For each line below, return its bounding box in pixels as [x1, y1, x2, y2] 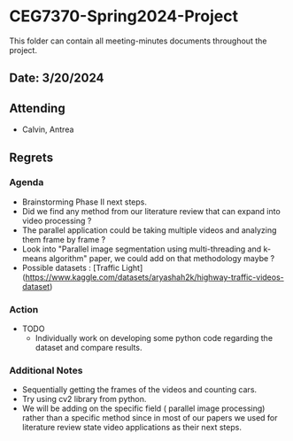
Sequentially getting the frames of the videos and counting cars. [21, 384, 258, 395]
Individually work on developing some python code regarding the [35, 333, 273, 344]
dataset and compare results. [35, 343, 143, 353]
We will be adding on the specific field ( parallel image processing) [21, 403, 266, 414]
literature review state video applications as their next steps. [21, 422, 242, 433]
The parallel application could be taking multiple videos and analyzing [21, 224, 277, 236]
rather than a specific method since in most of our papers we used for [21, 413, 278, 423]
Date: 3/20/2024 [9, 71, 104, 86]
